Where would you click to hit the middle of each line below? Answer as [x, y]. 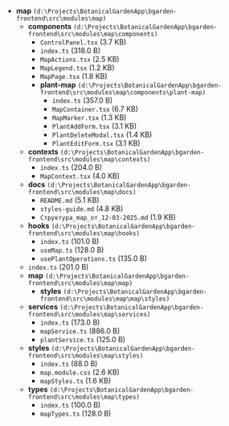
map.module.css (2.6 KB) [80, 372]
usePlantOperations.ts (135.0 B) [93, 258]
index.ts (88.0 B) [69, 364]
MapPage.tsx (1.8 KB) [74, 76]
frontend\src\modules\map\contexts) [89, 159]
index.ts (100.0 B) [70, 405]
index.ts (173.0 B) [70, 322]
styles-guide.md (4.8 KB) [82, 209]
